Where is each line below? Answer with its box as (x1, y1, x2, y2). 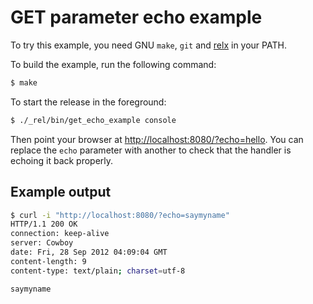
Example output (10, 184, 112, 201)
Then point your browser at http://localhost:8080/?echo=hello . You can (10, 133, 304, 145)
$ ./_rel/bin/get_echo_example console (10, 115, 177, 125)
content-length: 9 (10, 256, 87, 266)
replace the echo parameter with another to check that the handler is (10, 144, 292, 156)
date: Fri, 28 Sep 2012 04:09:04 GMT (10, 247, 168, 257)
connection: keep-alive (10, 229, 110, 239)
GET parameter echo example (10, 6, 263, 29)
